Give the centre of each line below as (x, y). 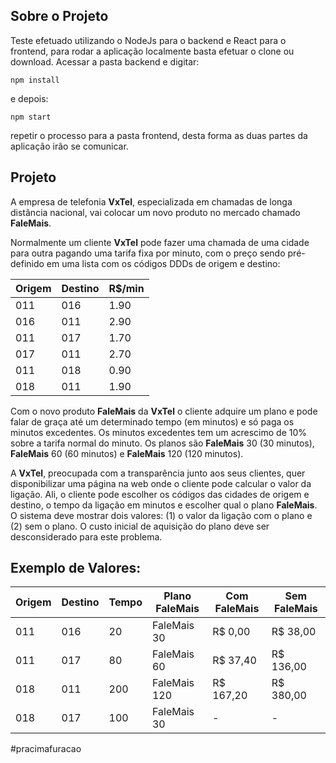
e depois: (29, 98)
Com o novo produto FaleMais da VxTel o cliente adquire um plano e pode (164, 411)
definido (27, 263)
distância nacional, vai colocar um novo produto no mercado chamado (155, 212)
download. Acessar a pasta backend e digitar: (105, 61)
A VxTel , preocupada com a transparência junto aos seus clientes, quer (158, 473)
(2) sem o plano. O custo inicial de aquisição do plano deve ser (140, 526)
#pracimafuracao (46, 749)
